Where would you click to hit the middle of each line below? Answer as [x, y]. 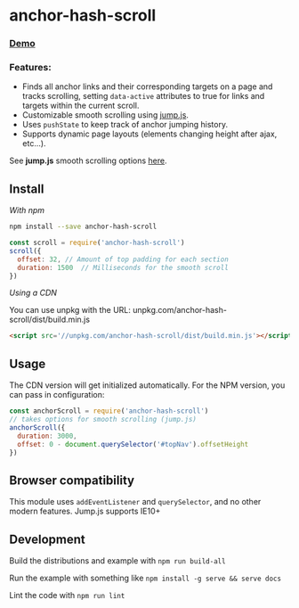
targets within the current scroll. [81, 106]
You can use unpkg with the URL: [70, 310]
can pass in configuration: [57, 395]
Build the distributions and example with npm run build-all [117, 561]
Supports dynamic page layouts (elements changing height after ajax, [149, 134]
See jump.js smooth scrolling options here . [88, 160]
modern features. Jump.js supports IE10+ [85, 511]
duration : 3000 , [47, 436]
